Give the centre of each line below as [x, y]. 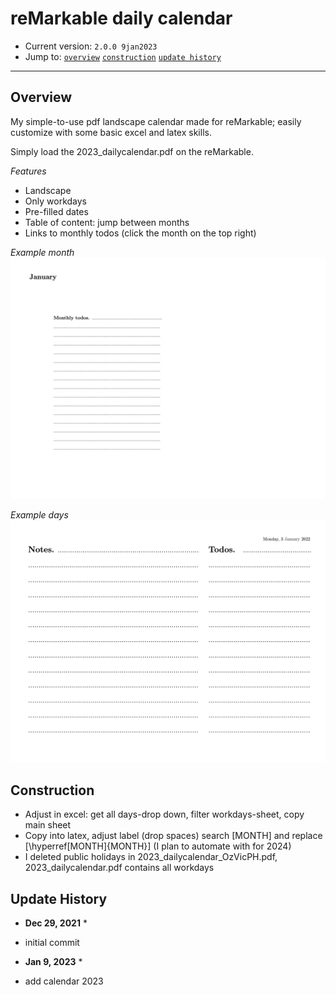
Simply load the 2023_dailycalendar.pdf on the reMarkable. [132, 151]
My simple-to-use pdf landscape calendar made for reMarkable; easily [156, 121]
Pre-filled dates [56, 211]
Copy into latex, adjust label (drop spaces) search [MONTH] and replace [173, 836]
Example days [39, 514]
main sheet [48, 825]
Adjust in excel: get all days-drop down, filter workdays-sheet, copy [164, 814]
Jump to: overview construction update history [123, 56]
